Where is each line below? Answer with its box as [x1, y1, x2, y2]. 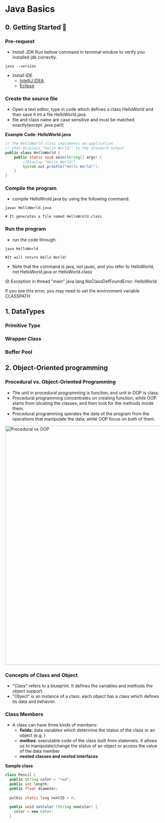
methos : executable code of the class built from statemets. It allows [19, 738, 157, 744]
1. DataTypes [5, 307, 45, 316]
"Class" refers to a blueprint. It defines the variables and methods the [12, 683, 153, 689]
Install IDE [12, 72, 33, 78]
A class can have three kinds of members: [12, 722, 98, 728]
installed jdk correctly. [12, 54, 57, 60]
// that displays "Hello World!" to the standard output [5, 146, 124, 151]
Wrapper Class [5, 335, 42, 342]
